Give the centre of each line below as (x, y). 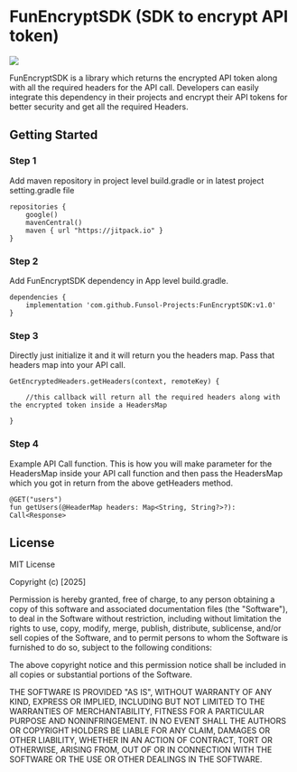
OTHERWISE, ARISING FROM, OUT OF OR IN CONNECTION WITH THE (141, 750)
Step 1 (23, 161)
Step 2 (24, 261)
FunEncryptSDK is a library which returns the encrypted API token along (144, 78)
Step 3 (24, 335)
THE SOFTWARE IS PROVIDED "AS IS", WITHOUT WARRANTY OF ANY (141, 692)
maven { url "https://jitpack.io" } (95, 231)
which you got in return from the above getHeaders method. (121, 483)
